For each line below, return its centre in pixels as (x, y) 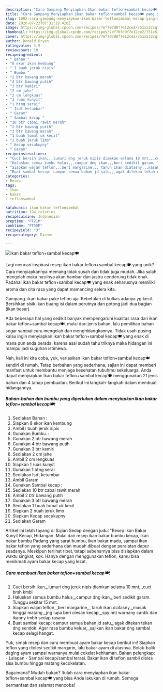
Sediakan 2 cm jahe (32, 454)
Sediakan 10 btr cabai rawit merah (46, 490)
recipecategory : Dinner (30, 235)
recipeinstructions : (26, 154)
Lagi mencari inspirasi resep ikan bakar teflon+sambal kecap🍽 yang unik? (80, 264)
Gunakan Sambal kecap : (37, 485)
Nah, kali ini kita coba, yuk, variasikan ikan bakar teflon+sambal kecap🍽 (78, 358)
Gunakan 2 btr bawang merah (42, 439)
